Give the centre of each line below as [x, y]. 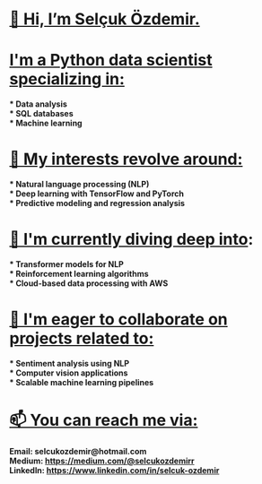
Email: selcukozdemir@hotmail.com [78, 451]
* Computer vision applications [69, 373]
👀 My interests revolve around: [126, 159]
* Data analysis [38, 104]
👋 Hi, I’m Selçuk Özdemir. [105, 19]
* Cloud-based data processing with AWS [89, 283]
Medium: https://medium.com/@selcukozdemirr [102, 461]
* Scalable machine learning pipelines [82, 382]
